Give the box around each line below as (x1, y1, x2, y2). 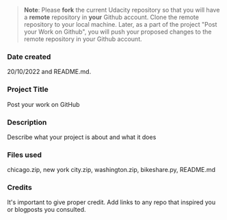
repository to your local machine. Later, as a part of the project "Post (23, 21, 217, 28)
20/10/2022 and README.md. (7, 68, 92, 76)
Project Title (7, 85, 49, 95)
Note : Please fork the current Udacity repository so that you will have (23, 6, 220, 14)
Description (7, 117, 47, 127)
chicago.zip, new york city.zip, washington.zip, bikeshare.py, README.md (7, 166, 216, 174)
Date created (7, 51, 51, 61)
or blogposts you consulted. (7, 206, 87, 214)
